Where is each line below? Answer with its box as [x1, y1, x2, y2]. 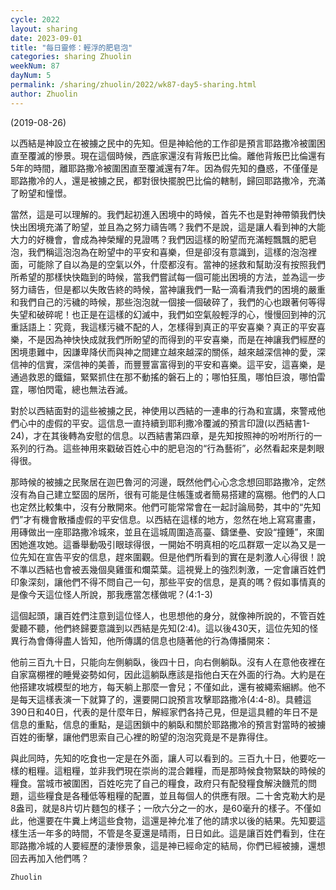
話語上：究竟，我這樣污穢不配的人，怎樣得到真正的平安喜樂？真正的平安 [18, 321, 317, 333]
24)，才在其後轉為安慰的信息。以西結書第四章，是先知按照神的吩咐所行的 [10, 429, 314, 441]
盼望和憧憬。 [18, 187, 72, 199]
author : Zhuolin [10, 89, 78, 99]
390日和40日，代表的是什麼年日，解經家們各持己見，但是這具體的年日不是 [10, 706, 319, 718]
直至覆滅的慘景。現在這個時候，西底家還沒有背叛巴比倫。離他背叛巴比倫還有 [10, 149, 326, 161]
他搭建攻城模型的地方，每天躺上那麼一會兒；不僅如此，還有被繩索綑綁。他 [10, 681, 317, 693]
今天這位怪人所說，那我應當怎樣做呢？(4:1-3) [27, 588, 213, 600]
